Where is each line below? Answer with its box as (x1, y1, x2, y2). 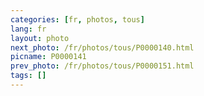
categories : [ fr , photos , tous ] (10, 14, 145, 25)
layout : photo (10, 33, 70, 43)
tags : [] (10, 71, 47, 81)
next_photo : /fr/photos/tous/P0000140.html (10, 42, 195, 53)
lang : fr (10, 24, 47, 34)
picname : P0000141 (10, 52, 87, 62)
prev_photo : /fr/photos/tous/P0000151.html (10, 61, 195, 71)
